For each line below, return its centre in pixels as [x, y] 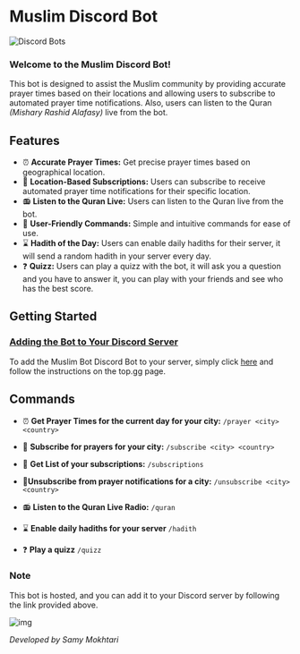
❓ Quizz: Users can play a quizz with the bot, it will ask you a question [152, 267]
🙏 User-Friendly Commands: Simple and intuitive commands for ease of [156, 224]
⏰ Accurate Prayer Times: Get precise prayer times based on [136, 162]
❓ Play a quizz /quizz [62, 549]
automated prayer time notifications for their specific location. [136, 191]
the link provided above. [54, 605]
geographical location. [64, 173]
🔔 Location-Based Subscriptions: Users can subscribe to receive [144, 182]
